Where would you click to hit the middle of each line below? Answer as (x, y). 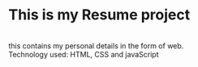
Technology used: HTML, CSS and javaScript (84, 54)
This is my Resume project (99, 15)
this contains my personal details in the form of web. (96, 45)
